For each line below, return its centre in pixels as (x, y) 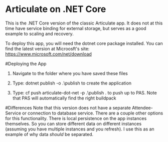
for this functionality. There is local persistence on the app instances (76, 118)
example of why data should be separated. (49, 134)
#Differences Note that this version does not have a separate (68, 107)
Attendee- (142, 107)
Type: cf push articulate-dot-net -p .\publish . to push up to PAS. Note (85, 92)
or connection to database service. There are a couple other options (93, 113)
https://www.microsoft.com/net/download (48, 54)
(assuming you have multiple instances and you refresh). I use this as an (80, 129)
